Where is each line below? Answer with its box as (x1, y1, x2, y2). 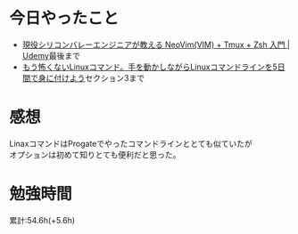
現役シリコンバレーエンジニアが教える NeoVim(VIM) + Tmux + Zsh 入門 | (21, 39, 291, 50)
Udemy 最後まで (21, 50, 80, 61)
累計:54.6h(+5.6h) (9, 214, 76, 225)
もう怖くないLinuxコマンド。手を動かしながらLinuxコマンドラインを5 (21, 61, 278, 72)
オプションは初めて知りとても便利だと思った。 (9, 149, 181, 160)
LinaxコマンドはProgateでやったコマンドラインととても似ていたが (9, 138, 252, 149)
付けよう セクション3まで (53, 72, 145, 83)
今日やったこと (9, 8, 120, 28)
